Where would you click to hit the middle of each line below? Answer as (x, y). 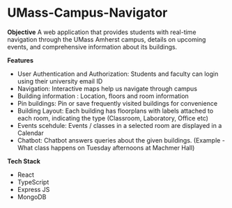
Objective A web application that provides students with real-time (102, 32)
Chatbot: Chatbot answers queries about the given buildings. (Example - (121, 140)
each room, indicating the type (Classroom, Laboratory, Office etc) (113, 118)
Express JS (33, 189)
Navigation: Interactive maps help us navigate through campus (107, 88)
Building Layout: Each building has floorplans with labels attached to (115, 111)
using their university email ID (60, 81)
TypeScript (33, 182)
